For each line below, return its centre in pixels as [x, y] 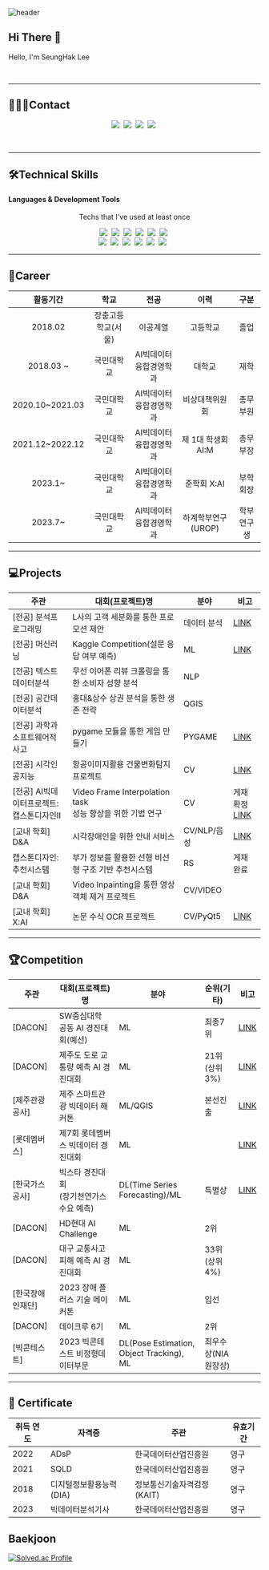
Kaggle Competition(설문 [119, 644]
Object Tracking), [151, 1353]
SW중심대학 [80, 1016]
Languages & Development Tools [64, 199]
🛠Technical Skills [53, 175]
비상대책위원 [205, 399]
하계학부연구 [205, 518]
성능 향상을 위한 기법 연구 [117, 813]
